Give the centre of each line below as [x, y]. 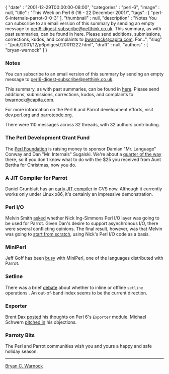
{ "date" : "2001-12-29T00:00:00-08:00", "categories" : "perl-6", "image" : [82, 7]
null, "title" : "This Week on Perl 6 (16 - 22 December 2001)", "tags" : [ [77, 13]
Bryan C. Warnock [24, 366]
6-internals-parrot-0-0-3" [32, 18]
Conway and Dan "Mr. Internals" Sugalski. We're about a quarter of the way [83, 154]
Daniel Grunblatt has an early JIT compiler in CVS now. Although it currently [84, 189]
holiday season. [22, 351]
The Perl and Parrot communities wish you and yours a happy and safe [79, 346]
